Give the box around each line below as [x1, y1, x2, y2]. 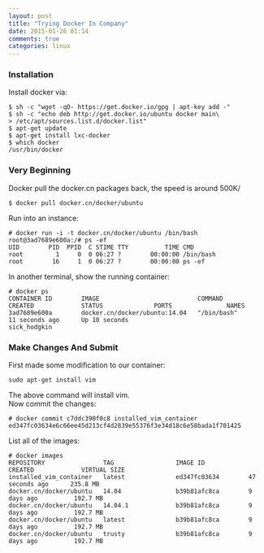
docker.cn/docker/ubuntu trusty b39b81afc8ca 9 [8, 530, 253, 538]
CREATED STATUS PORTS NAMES [8, 302, 245, 310]
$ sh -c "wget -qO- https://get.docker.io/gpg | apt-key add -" [8, 103, 231, 111]
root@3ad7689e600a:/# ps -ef [8, 236, 107, 244]
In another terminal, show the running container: [8, 272, 170, 281]
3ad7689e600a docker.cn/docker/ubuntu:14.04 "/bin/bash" [8, 308, 238, 317]
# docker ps [8, 287, 49, 295]
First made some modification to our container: [8, 360, 166, 370]
